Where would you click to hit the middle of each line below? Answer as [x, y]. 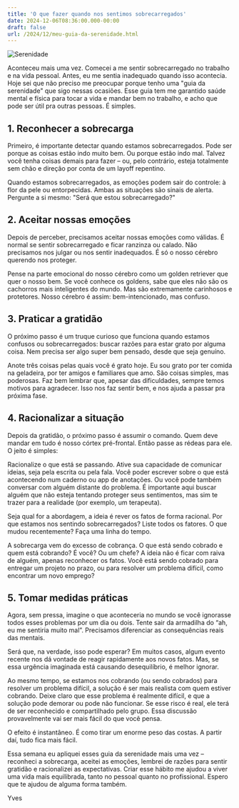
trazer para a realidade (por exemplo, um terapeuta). [85, 502]
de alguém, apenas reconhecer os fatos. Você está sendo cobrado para [113, 560]
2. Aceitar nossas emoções [69, 220]
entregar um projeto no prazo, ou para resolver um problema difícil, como [115, 568]
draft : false [27, 27]
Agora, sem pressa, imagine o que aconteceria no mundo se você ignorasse [119, 615]
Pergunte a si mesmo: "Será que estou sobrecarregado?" [92, 198]
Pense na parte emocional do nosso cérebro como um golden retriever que [118, 274]
